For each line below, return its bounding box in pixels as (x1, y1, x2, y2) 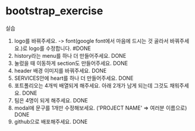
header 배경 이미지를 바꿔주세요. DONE (14, 67, 107, 74)
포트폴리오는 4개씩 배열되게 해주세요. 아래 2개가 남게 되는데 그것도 (14, 82, 169, 89)
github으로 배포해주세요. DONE (14, 118, 88, 125)
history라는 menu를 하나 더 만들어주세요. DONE (14, 52, 127, 59)
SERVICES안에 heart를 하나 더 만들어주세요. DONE (14, 74, 134, 82)
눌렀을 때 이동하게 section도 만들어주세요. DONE (14, 60, 128, 67)
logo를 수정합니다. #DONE (29, 45, 92, 52)
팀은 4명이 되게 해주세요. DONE (14, 96, 89, 104)
